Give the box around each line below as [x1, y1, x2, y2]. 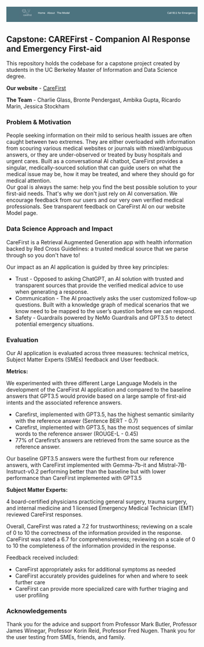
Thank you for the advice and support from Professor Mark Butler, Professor [6, 621, 197, 628]
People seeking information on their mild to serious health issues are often [6, 132, 192, 139]
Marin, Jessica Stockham [6, 103, 70, 110]
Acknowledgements [6, 607, 67, 615]
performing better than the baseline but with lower [40, 468, 166, 475]
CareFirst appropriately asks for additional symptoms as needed [15, 566, 176, 573]
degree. [6, 72, 26, 80]
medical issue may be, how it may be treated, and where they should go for [6, 171, 195, 178]
